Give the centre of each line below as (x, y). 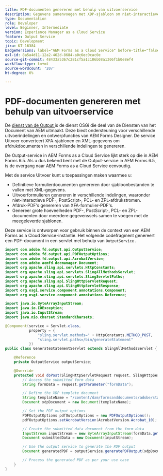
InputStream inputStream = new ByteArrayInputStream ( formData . (88, 433)
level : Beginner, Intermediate (37, 28)
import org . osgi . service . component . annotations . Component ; (66, 290)
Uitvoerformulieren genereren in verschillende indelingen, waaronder (81, 195)
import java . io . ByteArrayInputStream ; (44, 304)
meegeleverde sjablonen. (37, 221)
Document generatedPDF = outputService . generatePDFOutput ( (83, 451)
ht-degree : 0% (19, 73)
